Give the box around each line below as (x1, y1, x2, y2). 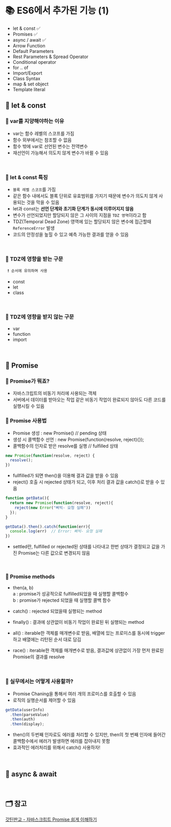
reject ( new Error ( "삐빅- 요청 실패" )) (14, 505, 91, 510)
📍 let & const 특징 (5, 173, 48, 181)
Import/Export (12, 70, 42, 76)
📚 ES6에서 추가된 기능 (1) (5, 5, 109, 16)
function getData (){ (5, 496, 50, 501)
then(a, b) (12, 585, 34, 591)
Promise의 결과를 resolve (12, 654, 65, 660)
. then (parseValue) (10, 712, 50, 717)
